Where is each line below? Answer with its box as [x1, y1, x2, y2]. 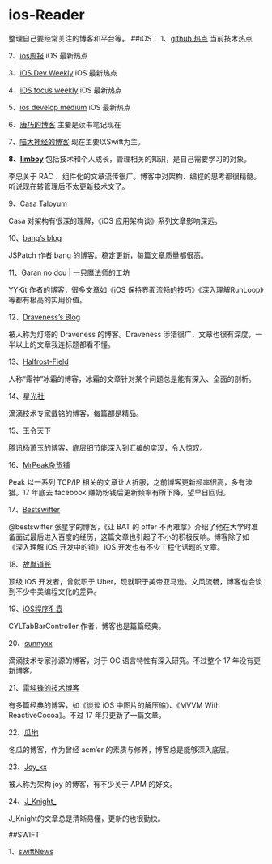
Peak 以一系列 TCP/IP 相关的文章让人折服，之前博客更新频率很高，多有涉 [8, 477, 253, 487]
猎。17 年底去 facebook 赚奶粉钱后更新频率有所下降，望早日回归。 [8, 487, 231, 497]
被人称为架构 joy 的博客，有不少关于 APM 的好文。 [8, 779, 177, 789]
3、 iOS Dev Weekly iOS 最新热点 [8, 67, 117, 78]
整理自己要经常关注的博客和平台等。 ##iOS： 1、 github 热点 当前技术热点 [8, 33, 253, 43]
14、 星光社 [8, 391, 45, 400]
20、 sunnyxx [8, 638, 53, 648]
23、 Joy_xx [8, 762, 47, 772]
